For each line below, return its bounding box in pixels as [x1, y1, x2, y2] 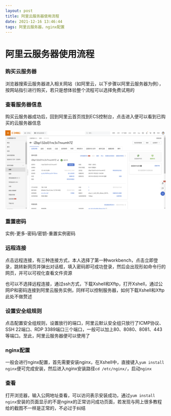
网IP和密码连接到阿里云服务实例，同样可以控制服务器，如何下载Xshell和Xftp [5, 287, 165, 293]
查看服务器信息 [5, 101, 42, 108]
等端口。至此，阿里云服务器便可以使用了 [5, 333, 90, 339]
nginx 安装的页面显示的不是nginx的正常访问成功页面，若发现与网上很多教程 [5, 398, 162, 405]
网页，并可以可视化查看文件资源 [5, 270, 72, 276]
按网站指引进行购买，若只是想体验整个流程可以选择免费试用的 [5, 87, 135, 93]
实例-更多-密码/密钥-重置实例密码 [5, 230, 76, 237]
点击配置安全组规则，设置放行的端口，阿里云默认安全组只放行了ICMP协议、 [5, 320, 164, 326]
